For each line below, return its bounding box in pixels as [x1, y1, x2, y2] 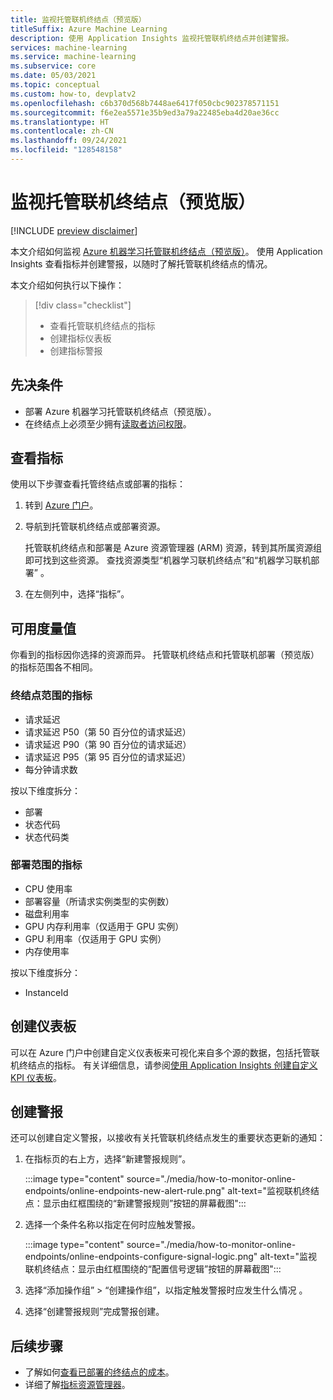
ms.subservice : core [10, 61, 97, 71]
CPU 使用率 [24, 882, 73, 895]
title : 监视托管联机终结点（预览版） [10, 14, 147, 25]
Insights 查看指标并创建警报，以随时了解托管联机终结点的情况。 [10, 257, 273, 270]
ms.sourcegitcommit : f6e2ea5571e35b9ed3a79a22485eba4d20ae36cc [10, 107, 280, 118]
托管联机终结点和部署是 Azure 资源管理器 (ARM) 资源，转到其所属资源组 [24, 542, 322, 554]
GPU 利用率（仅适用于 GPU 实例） [24, 932, 167, 945]
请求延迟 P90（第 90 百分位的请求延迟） [24, 738, 192, 750]
